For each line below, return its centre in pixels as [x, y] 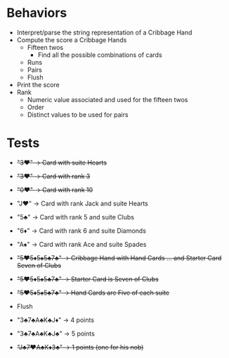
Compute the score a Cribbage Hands [72, 39]
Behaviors [37, 13]
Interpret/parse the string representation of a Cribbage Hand [104, 32]
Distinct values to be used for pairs [78, 115]
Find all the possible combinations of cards [100, 55]
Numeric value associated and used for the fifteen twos [107, 99]
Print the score [38, 84]
